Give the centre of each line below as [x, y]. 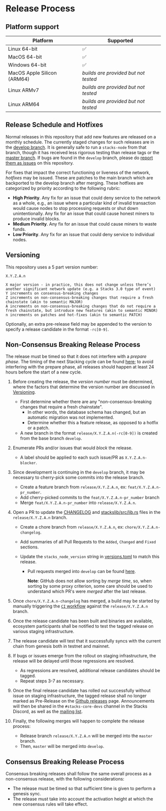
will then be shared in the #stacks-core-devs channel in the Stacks [80, 706]
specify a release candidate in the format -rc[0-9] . [57, 329]
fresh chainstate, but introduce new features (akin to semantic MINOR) [82, 310]
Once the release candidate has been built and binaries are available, [83, 621]
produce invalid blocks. [36, 219]
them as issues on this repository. [40, 163]
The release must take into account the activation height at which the [83, 799]
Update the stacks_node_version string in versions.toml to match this [90, 557]
